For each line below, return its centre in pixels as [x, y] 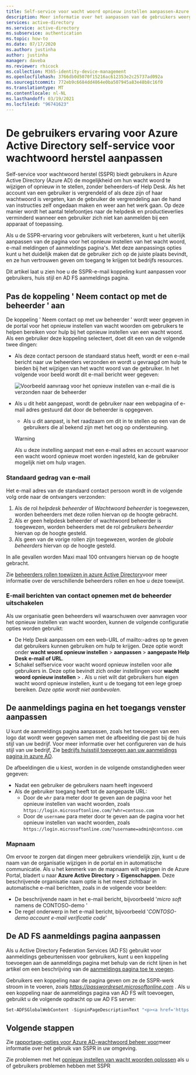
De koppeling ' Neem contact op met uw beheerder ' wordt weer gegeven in [98, 319]
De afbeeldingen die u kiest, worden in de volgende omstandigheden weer [96, 767]
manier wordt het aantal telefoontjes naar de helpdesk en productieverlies [95, 212]
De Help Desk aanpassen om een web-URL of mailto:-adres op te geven [101, 639]
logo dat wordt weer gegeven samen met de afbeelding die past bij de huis [96, 737]
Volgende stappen [40, 1028]
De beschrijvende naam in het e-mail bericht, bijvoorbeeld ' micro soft [98, 899]
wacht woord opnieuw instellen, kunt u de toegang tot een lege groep [98, 683]
